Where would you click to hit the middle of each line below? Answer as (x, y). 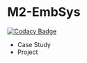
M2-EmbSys (44, 12)
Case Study (34, 44)
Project (27, 52)
